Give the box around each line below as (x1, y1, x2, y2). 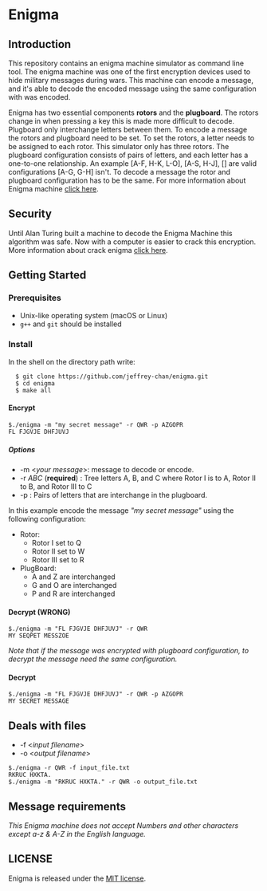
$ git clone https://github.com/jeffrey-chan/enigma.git (15, 373, 209, 380)
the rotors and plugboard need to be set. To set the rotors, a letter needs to (8, 133, 255, 143)
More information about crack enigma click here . (8, 245, 169, 254)
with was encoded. (8, 93, 71, 101)
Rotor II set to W (31, 546, 85, 556)
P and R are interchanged (31, 589, 116, 598)
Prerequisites (8, 293, 61, 304)
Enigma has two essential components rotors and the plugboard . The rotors (8, 108, 259, 117)
